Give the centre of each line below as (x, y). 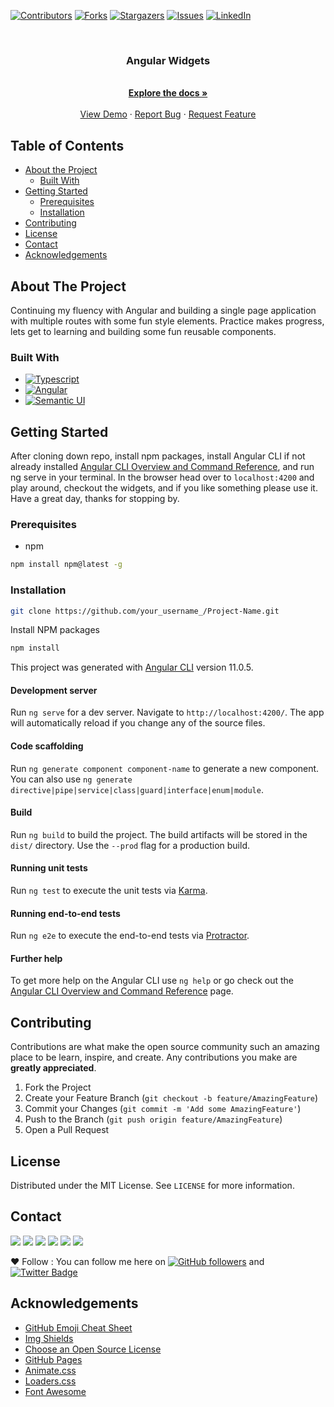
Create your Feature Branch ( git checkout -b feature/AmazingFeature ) (171, 1098)
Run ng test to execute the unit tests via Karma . (109, 891)
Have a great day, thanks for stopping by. (95, 499)
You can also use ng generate (71, 779)
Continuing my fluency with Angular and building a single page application (163, 310)
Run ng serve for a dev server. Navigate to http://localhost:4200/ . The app (167, 712)
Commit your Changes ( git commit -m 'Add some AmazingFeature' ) (163, 1109)
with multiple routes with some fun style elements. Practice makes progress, (167, 321)
